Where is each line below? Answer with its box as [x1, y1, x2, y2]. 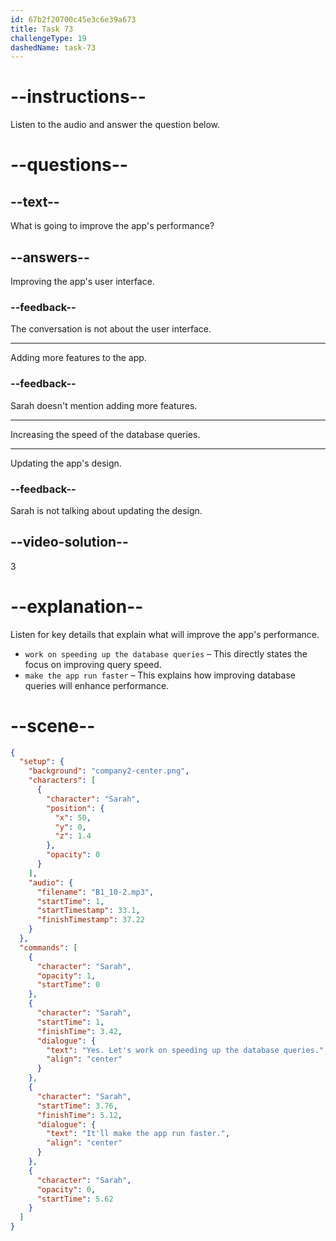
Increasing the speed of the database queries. [10, 428, 201, 440]
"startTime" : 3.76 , [36, 1101, 118, 1111]
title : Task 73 [10, 24, 74, 34]
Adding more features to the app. [10, 352, 147, 364]
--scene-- [10, 714, 96, 737]
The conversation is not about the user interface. [10, 323, 212, 335]
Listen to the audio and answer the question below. [10, 119, 221, 131]
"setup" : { [19, 757, 65, 767]
